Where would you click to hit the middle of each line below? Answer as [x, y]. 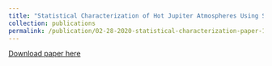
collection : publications [52, 23]
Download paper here [45, 54]
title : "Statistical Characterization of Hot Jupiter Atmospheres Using [134, 16]
